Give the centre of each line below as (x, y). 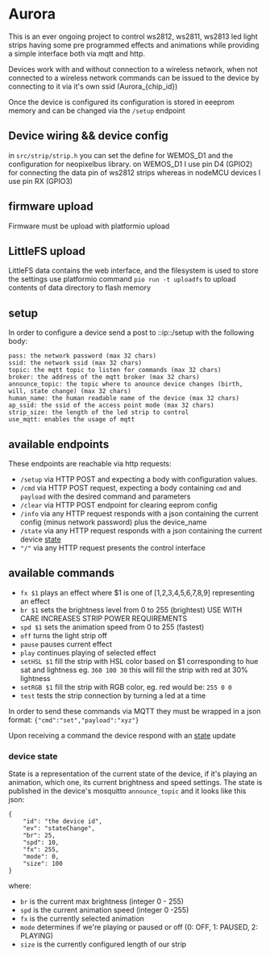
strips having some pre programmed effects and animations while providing (134, 44)
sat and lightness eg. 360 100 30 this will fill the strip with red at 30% (134, 670)
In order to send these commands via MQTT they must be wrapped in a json (135, 711)
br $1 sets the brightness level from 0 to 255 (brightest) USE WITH (131, 609)
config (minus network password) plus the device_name (113, 522)
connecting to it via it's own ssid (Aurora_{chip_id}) (93, 86)
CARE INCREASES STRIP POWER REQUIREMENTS (104, 618)
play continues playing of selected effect (88, 652)
